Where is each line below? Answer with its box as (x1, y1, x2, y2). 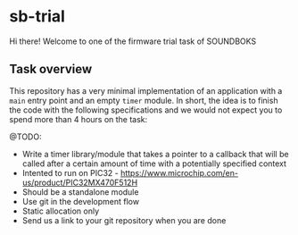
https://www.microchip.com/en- (120, 167, 239, 178)
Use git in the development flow (21, 196, 140, 206)
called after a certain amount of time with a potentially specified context (21, 158, 287, 169)
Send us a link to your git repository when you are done (21, 214, 227, 225)
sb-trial (9, 6, 65, 27)
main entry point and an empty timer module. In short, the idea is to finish (9, 95, 278, 105)
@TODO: (9, 131, 42, 142)
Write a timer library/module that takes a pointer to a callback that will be (21, 148, 289, 159)
